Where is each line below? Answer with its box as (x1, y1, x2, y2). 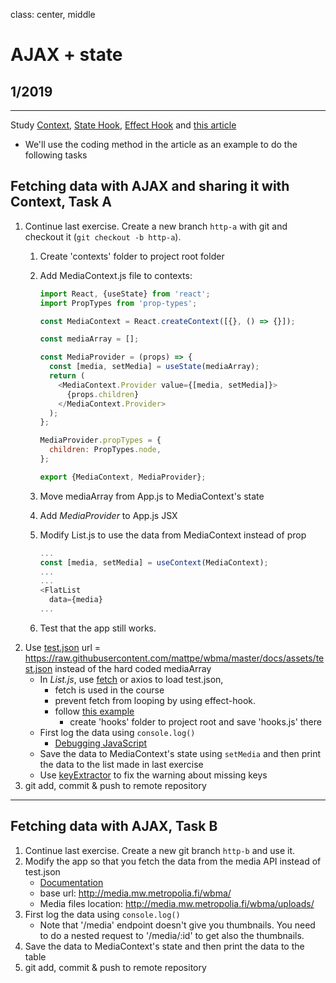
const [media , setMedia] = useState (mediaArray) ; (48, 362, 260, 372)
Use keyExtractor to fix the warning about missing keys (39, 769, 268, 781)
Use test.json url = (24, 641, 102, 653)
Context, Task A (10, 194, 112, 211)
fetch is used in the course (54, 684, 165, 696)
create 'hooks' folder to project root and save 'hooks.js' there (69, 715, 322, 728)
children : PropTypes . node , (48, 445, 162, 455)
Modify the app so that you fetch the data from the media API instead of (24, 855, 322, 867)
